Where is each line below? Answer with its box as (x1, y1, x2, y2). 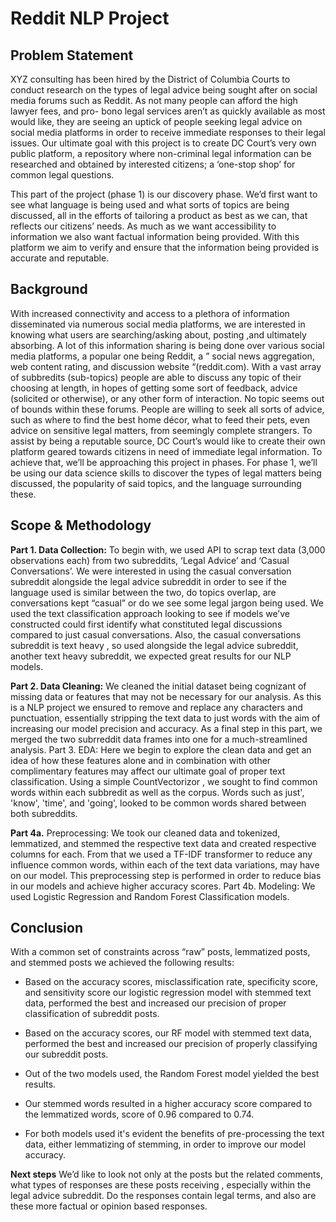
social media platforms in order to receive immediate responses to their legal (10, 127, 326, 138)
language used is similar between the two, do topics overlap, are (10, 586, 277, 598)
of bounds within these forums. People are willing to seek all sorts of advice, (10, 403, 325, 415)
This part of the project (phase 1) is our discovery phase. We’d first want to (10, 188, 318, 200)
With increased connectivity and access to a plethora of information (10, 307, 290, 319)
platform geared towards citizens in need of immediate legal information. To (10, 445, 323, 457)
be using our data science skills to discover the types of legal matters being (10, 467, 322, 479)
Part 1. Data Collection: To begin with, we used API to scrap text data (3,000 (10, 543, 326, 556)
